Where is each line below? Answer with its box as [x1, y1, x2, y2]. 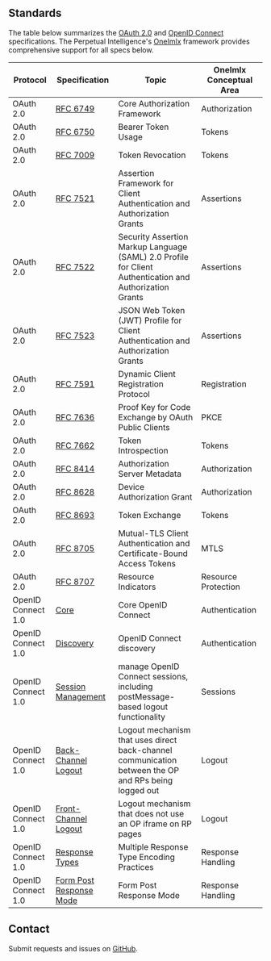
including [118, 681, 153, 692]
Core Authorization [118, 98, 190, 109]
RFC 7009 [55, 149, 95, 161]
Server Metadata [118, 468, 181, 479]
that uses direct [118, 734, 177, 746]
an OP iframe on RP [118, 818, 192, 829]
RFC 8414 [55, 463, 95, 474]
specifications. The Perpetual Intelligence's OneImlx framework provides [8, 36, 250, 46]
